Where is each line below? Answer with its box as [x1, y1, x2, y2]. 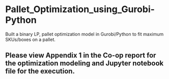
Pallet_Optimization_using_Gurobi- [5, 4, 155, 15]
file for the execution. [5, 67, 75, 75]
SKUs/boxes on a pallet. [5, 36, 56, 43]
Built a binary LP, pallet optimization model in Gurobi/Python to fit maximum [5, 31, 164, 37]
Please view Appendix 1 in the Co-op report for [5, 51, 156, 60]
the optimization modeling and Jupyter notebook [5, 59, 164, 68]
